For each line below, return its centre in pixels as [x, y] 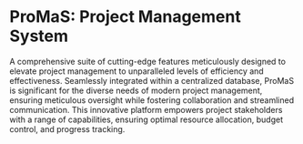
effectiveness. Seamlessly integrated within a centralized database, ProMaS [151, 80]
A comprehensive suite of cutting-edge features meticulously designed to [148, 61]
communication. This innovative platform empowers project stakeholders [146, 109]
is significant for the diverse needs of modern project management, [136, 90]
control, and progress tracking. [67, 129]
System [39, 36]
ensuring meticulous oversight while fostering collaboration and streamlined [152, 100]
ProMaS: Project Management [125, 17]
